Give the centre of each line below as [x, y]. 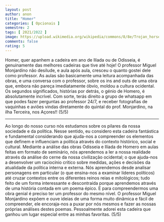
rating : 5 [15, 46]
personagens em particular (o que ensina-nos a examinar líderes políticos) [80, 173]
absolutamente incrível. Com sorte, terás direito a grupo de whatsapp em [79, 96]
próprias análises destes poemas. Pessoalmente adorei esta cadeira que [78, 209]
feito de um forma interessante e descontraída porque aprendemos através [81, 183]
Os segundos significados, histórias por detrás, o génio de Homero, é [75, 91]
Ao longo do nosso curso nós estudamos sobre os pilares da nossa [73, 126]
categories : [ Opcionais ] [32, 23]
